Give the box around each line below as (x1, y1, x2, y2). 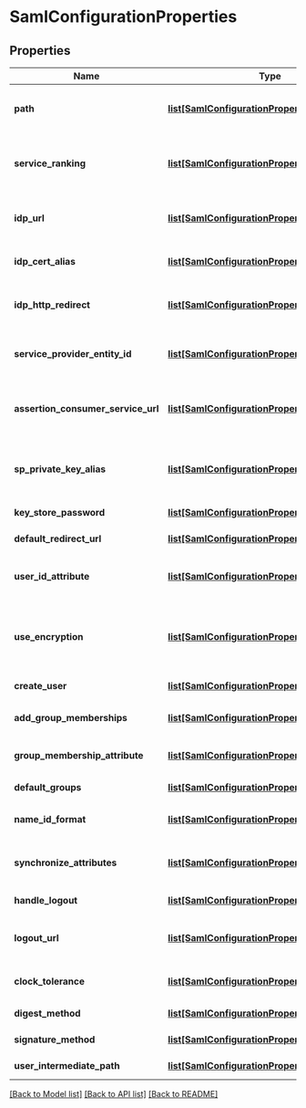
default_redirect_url (14, 532, 102, 545)
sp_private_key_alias (14, 463, 107, 476)
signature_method (14, 1033, 96, 1046)
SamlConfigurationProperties (9, 6, 238, 27)
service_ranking (14, 157, 87, 170)
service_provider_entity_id (14, 348, 132, 360)
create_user (14, 680, 67, 692)
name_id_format (14, 813, 87, 825)
